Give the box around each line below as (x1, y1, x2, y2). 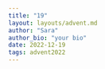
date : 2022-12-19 (8, 41, 66, 49)
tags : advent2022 (8, 48, 66, 56)
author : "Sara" (8, 26, 59, 34)
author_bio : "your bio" (8, 33, 87, 42)
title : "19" (8, 11, 48, 20)
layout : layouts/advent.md (8, 19, 98, 27)
